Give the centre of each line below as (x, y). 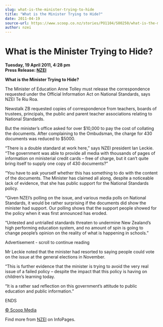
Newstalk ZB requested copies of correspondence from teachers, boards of (81, 109)
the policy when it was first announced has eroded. (56, 213)
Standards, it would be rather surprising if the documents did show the (76, 203)
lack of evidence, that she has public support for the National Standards (77, 183)
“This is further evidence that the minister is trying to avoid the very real (77, 266)
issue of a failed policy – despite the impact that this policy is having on (76, 272)
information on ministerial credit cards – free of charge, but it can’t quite (77, 159)
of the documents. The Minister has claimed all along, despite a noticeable (79, 178)
